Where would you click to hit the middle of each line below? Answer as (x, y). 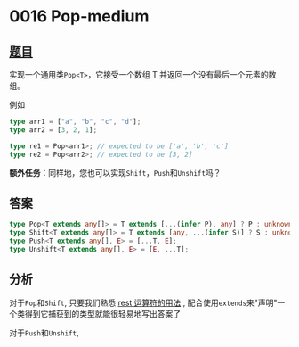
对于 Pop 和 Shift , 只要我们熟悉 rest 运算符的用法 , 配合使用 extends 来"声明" (143, 302)
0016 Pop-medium (79, 17)
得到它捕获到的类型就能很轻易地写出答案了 (102, 313)
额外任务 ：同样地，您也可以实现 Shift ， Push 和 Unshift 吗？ (115, 172)
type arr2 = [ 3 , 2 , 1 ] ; (53, 130)
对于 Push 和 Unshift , (44, 333)
